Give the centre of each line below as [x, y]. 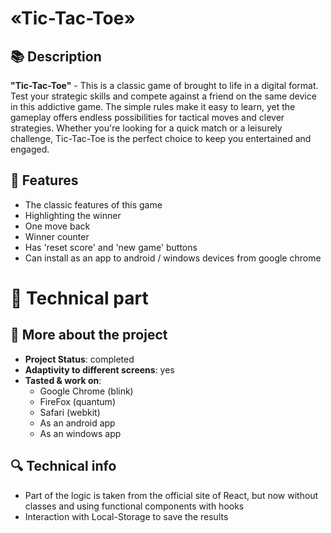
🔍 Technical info [63, 466]
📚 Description [56, 56]
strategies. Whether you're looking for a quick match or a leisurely [146, 128]
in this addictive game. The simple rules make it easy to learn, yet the [153, 106]
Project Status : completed [79, 359]
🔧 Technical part [79, 298]
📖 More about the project [89, 335]
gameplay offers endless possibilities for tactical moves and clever [147, 117]
